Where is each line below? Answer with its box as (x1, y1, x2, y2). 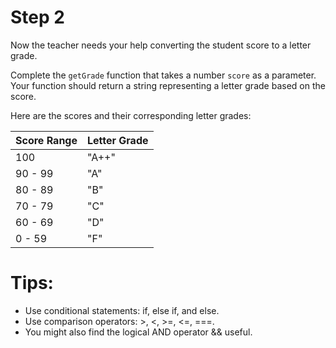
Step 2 (10, 6, 65, 29)
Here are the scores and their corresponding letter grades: (10, 109, 252, 121)
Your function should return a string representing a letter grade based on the (10, 79, 326, 91)
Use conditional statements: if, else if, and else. (24, 304, 220, 316)
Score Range (15, 133, 78, 147)
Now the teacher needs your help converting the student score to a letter (10, 39, 312, 51)
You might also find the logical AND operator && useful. (24, 326, 253, 338)
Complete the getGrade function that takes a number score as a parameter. (10, 69, 317, 81)
